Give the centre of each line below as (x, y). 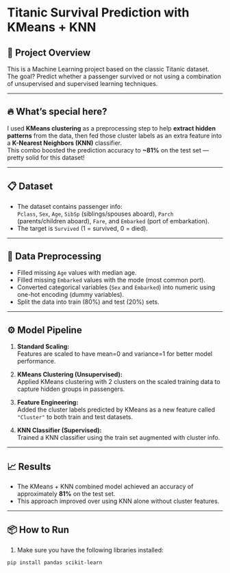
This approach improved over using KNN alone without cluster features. (118, 501)
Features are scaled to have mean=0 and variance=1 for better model (115, 354)
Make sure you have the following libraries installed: (90, 550)
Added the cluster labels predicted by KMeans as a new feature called (116, 409)
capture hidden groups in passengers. (71, 389)
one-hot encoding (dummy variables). (71, 295)
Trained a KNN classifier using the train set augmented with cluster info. (118, 438)
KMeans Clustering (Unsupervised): (70, 374)
